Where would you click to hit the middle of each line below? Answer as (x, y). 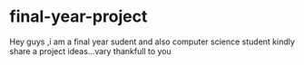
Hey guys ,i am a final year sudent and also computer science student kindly (152, 42)
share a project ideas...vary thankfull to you (91, 51)
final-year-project (78, 17)
